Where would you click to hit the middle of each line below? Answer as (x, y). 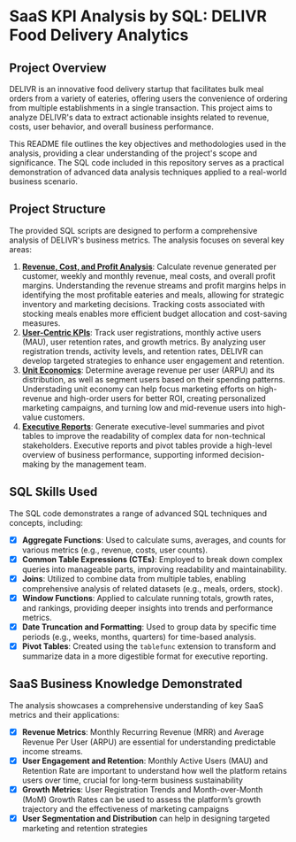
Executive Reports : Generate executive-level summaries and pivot (143, 426)
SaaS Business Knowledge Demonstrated (126, 684)
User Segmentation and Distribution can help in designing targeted (146, 818)
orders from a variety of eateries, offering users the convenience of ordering (148, 98)
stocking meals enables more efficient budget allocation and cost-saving (154, 313)
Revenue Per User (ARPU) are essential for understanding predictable (149, 742)
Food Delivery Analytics (99, 35)
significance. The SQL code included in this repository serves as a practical (147, 162)
